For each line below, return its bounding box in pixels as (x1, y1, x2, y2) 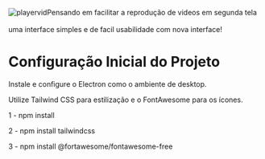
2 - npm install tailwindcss (8, 125, 95, 136)
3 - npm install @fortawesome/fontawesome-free (8, 141, 173, 151)
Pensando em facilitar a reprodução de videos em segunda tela (47, 8, 258, 17)
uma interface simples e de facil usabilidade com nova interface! (8, 25, 223, 34)
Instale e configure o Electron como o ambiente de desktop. (8, 79, 207, 88)
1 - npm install (8, 110, 55, 120)
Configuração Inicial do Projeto (8, 53, 220, 71)
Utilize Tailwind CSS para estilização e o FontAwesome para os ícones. (8, 95, 243, 104)
